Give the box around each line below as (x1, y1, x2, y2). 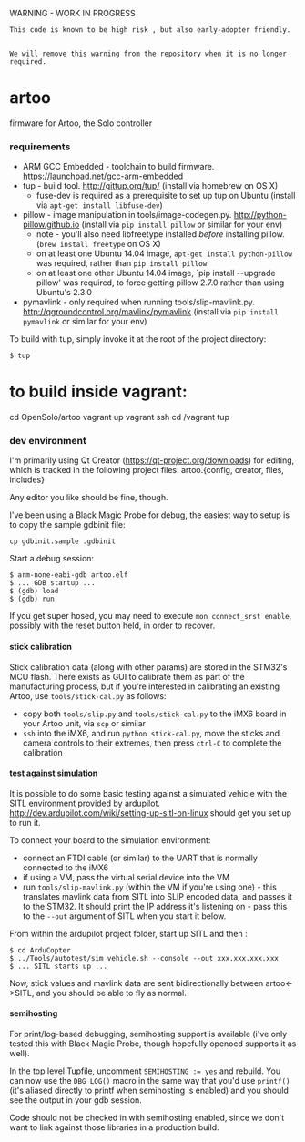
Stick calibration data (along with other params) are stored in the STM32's (9, 661, 288, 673)
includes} (9, 474, 46, 486)
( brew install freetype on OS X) (36, 239, 161, 250)
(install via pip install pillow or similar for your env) (81, 219, 283, 231)
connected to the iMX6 (22, 861, 109, 873)
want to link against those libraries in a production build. (9, 1122, 220, 1133)
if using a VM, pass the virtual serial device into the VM (22, 871, 230, 882)
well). (9, 1048, 30, 1059)
